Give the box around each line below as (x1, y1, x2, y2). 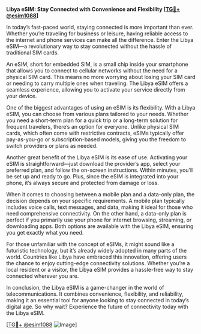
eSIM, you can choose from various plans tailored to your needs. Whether (6, 111, 189, 117)
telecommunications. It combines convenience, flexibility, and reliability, (6, 290, 184, 297)
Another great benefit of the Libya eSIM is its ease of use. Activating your (6, 154, 188, 161)
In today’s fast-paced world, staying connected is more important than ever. (6, 24, 194, 31)
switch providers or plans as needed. (6, 142, 98, 149)
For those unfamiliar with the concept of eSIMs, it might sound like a (6, 241, 175, 248)
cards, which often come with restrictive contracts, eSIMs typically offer (6, 129, 184, 136)
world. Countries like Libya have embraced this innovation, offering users (6, 253, 187, 260)
